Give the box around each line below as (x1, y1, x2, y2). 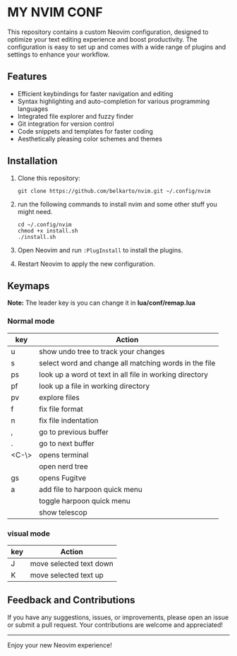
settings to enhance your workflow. (7, 50, 110, 59)
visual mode (7, 528, 51, 538)
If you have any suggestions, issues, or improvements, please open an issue (7, 613, 229, 621)
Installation (7, 155, 58, 167)
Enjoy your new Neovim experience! (7, 640, 112, 649)
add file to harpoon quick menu (38, 484, 142, 494)
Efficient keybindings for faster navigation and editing (17, 89, 174, 98)
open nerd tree (38, 461, 88, 471)
